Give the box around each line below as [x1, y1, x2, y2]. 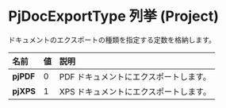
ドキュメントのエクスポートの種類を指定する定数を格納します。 [8, 35, 216, 44]
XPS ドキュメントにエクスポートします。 [59, 86, 212, 97]
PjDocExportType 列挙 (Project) [8, 7, 220, 25]
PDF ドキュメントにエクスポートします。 [59, 71, 212, 82]
